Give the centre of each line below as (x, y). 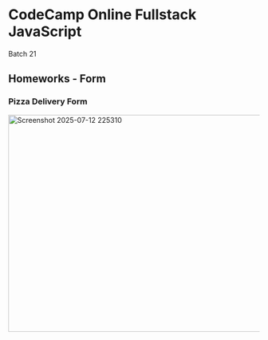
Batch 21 (22, 53)
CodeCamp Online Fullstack (102, 15)
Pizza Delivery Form (48, 101)
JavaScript (45, 32)
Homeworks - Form (57, 79)
